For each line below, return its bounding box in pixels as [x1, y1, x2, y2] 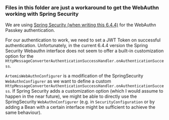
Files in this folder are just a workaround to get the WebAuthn [5, 4, 159, 11]
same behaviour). [5, 109, 42, 115]
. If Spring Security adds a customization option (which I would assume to [10, 88, 163, 94]
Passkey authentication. [5, 27, 55, 33]
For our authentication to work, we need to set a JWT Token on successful [5, 37, 161, 43]
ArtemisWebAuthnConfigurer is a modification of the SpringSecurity [5, 73, 143, 79]
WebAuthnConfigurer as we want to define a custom [5, 78, 111, 85]
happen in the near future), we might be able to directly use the [5, 93, 137, 100]
